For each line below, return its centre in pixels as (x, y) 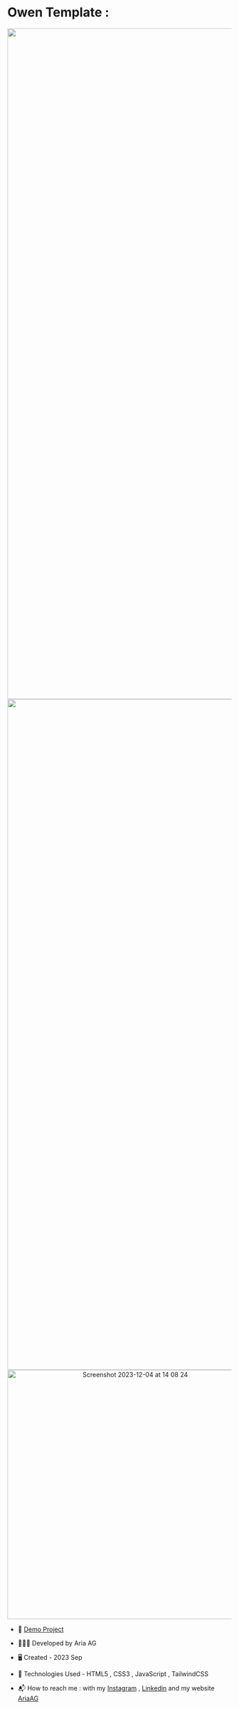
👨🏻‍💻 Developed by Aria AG (57, 1643)
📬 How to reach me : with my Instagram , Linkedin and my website (116, 1688)
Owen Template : (58, 12)
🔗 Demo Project (41, 1629)
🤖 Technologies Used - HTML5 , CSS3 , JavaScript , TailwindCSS (113, 1673)
